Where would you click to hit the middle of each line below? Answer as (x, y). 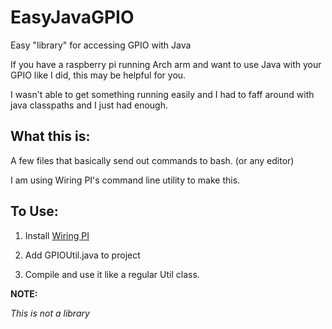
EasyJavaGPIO (72, 17)
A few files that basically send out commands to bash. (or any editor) (152, 160)
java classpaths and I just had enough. (89, 105)
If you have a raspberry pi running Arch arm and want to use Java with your (166, 64)
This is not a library (50, 313)
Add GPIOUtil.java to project (82, 255)
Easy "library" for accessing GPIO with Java (101, 45)
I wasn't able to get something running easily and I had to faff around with (162, 94)
